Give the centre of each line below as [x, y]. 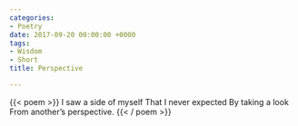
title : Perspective [46, 69]
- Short [24, 60]
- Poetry [26, 26]
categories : [32, 18]
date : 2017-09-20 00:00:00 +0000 [73, 34]
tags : [20, 43]
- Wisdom [26, 52]
